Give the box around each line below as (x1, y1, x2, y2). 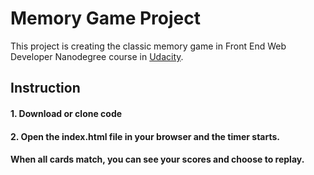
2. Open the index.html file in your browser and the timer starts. (10, 130, 280, 142)
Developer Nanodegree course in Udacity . (10, 50, 184, 62)
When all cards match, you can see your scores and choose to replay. (10, 153, 305, 166)
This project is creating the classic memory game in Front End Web (10, 40, 287, 52)
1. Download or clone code (10, 107, 123, 119)
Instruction (10, 80, 81, 97)
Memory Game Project (10, 7, 201, 30)
